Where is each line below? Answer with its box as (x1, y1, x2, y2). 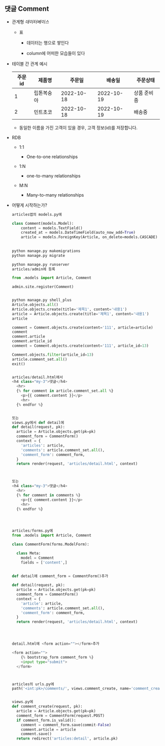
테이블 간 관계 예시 (11, 61, 48, 67)
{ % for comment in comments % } (16, 493, 81, 497)
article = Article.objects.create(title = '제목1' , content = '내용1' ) (11, 311, 149, 316)
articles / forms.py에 (11, 528, 53, 534)
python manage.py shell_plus (11, 298, 72, 303)
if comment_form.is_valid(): (16, 718, 76, 723)
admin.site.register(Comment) (11, 285, 74, 290)
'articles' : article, (21, 443, 65, 448)
